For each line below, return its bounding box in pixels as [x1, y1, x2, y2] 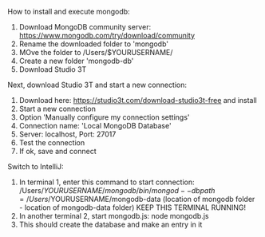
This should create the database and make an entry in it [18, 219, 203, 229]
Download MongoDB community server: [18, 22, 152, 31]
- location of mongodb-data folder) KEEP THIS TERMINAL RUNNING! [18, 203, 247, 212]
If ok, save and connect [18, 147, 97, 156]
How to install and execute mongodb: [7, 7, 130, 16]
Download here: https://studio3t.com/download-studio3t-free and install [18, 96, 257, 105]
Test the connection [18, 138, 85, 147]
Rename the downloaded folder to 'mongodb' [18, 39, 169, 49]
